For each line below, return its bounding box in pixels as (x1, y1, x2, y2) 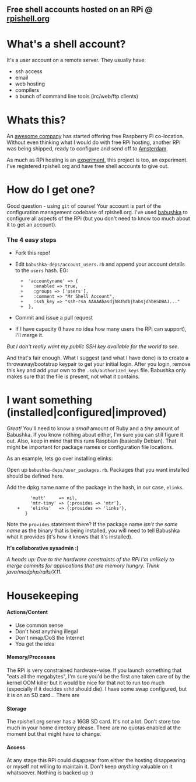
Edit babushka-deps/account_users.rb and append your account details (15, 260, 185, 267)
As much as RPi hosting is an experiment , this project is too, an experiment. (6, 156, 188, 163)
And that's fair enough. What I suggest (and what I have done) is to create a (6, 354, 189, 361)
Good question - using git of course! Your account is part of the (6, 203, 161, 210)
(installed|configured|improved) (6, 406, 167, 419)
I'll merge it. (15, 331, 44, 338)
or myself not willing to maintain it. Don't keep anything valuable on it (6, 763, 173, 770)
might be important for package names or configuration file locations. (6, 444, 174, 451)
